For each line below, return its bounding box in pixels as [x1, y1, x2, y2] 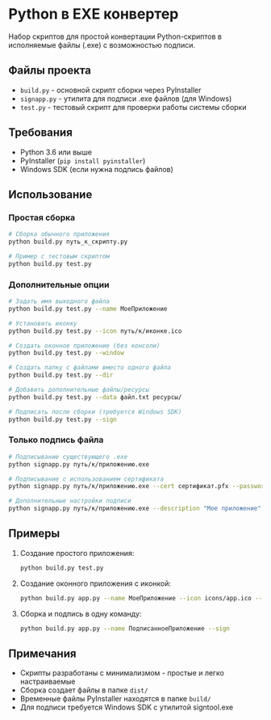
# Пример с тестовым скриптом [8, 252, 110, 260]
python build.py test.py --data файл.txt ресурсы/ [8, 393, 182, 401]
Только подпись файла [8, 434, 104, 445]
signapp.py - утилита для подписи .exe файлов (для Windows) [19, 94, 232, 103]
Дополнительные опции [8, 279, 110, 290]
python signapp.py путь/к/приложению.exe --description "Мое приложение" [8, 504, 262, 513]
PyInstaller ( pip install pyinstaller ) [19, 155, 146, 166]
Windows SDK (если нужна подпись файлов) [19, 164, 173, 174]
